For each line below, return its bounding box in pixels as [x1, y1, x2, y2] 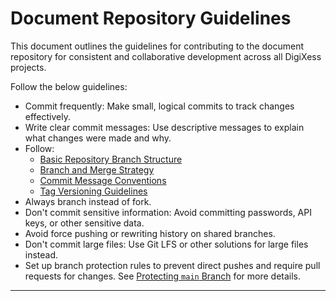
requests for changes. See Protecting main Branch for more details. [24, 270, 302, 282]
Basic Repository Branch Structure [39, 153, 183, 165]
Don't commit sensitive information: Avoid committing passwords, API [24, 206, 312, 218]
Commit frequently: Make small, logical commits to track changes [24, 100, 295, 112]
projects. [10, 61, 47, 73]
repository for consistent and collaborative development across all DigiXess [10, 50, 322, 62]
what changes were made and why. [24, 132, 172, 144]
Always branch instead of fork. [24, 195, 152, 207]
